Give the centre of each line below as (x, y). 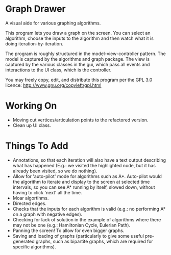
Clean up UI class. (32, 125)
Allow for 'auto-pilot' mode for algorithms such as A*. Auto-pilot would (87, 176)
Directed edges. (30, 203)
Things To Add (37, 146)
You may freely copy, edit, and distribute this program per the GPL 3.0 (79, 80)
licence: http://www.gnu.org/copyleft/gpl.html (53, 85)
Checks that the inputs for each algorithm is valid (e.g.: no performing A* (89, 209)
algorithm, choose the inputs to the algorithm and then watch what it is (80, 38)
